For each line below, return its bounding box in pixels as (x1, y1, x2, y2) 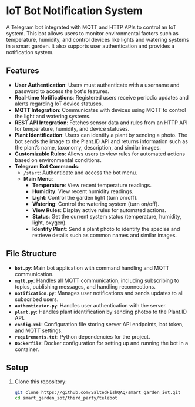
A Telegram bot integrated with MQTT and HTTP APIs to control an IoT (6, 24, 176, 31)
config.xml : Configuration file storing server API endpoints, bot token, (14, 320, 184, 327)
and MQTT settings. (14, 327, 63, 334)
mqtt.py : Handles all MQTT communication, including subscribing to (14, 277, 179, 284)
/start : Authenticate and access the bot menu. (23, 169, 138, 176)
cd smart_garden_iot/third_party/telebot (14, 395, 117, 401)
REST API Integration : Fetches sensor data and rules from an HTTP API (14, 119, 188, 126)
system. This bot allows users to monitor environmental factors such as (6, 29, 179, 37)
